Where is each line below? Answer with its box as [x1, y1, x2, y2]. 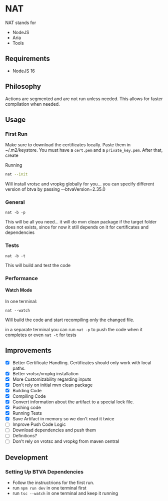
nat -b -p [5, 210, 26, 215]
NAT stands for [5, 20, 36, 26]
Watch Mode [5, 287, 32, 293]
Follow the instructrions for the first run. [12, 479, 94, 486]
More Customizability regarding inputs [12, 376, 91, 382]
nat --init [5, 172, 28, 177]
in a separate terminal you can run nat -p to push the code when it [5, 326, 142, 332]
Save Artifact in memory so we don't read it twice [12, 416, 114, 422]
